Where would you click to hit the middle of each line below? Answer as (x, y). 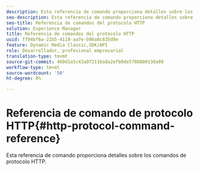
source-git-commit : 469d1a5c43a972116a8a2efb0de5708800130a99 (85, 62)
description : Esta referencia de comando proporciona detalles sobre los (100, 12)
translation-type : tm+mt (37, 56)
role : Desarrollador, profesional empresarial (65, 51)
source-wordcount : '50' (36, 73)
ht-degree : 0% (24, 78)
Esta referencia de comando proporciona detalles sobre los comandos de (96, 155)
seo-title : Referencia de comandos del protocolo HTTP (76, 23)
